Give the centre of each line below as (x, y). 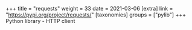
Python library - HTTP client (40, 21)
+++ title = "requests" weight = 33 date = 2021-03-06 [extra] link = (89, 9)
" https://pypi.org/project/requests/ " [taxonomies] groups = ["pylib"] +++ (96, 15)
